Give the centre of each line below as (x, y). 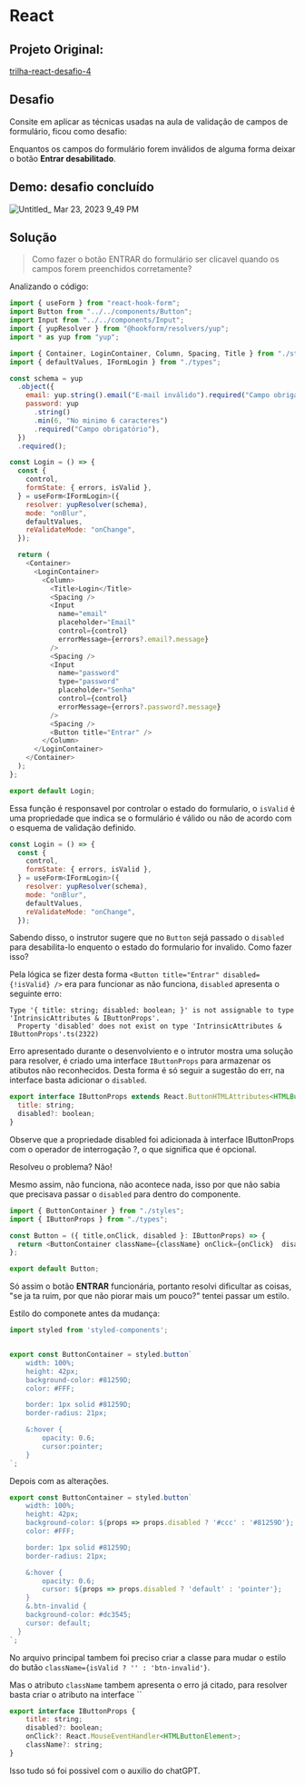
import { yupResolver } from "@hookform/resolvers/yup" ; (119, 329)
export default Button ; (54, 1269)
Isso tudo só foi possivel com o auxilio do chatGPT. (105, 1770)
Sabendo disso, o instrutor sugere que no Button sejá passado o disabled (147, 938)
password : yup (52, 404)
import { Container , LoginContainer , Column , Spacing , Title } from (142, 354)
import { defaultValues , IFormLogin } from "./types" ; (115, 362)
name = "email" (82, 614)
